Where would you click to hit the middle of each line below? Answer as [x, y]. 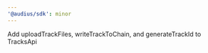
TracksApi [22, 41]
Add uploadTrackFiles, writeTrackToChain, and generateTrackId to [104, 34]
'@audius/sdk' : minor [40, 14]
